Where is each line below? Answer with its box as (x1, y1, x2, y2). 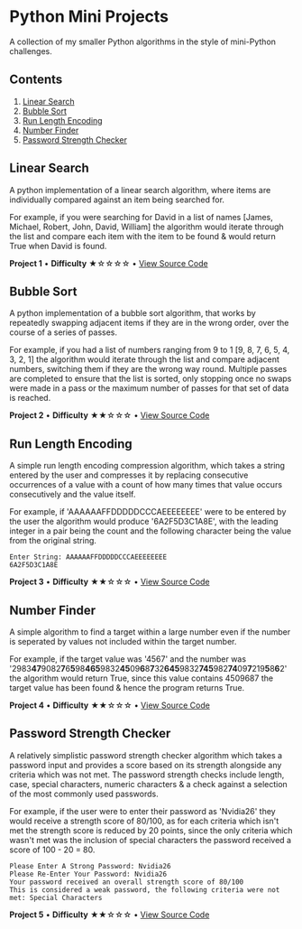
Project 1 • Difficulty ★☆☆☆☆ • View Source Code (9, 257, 209, 268)
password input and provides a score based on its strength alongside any (9, 759, 282, 770)
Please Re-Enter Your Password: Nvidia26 (9, 869, 168, 878)
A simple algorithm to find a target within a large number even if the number (9, 627, 291, 637)
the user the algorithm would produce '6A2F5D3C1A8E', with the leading (9, 516, 279, 527)
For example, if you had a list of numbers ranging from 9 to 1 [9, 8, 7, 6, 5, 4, (9, 345, 290, 356)
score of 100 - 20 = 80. (9, 844, 96, 855)
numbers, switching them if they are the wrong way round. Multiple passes (9, 364, 288, 375)
